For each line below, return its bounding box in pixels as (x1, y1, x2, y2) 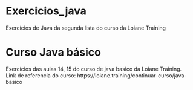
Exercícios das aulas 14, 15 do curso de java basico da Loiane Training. (5, 65, 182, 72)
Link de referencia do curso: (5, 71, 76, 79)
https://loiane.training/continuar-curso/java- (77, 71, 187, 79)
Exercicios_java (5, 4, 87, 18)
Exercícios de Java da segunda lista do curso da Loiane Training (5, 24, 166, 31)
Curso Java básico (5, 45, 101, 59)
